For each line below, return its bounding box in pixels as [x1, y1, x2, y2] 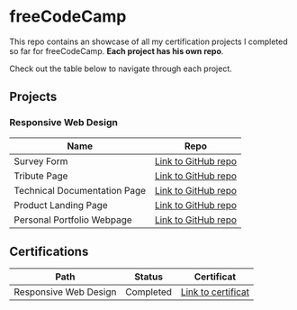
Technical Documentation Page [13, 184, 147, 196]
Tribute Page [13, 169, 68, 182]
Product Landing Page [13, 198, 108, 211]
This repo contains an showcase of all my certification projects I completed [9, 36, 288, 47]
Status [134, 270, 164, 283]
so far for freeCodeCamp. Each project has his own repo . [9, 45, 224, 56]
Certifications [9, 244, 89, 260]
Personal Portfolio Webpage [13, 214, 132, 226]
